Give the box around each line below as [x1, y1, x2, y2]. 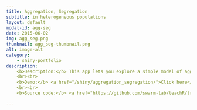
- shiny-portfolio [16, 57, 62, 63]
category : [6, 52, 30, 58]
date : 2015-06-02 [6, 30, 49, 36]
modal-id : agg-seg [6, 25, 51, 31]
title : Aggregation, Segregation [6, 8, 88, 15]
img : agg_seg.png [6, 36, 49, 42]
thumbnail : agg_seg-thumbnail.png [6, 42, 91, 47]
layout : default [6, 19, 46, 25]
